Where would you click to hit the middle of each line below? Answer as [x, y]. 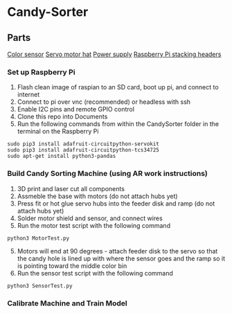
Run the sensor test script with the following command [95, 273]
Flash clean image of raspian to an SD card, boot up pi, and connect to [118, 87]
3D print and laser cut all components [71, 188]
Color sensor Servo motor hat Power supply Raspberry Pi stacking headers [114, 54]
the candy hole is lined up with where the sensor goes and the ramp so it [121, 258]
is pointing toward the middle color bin [72, 266]
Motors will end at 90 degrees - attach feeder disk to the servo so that [117, 251]
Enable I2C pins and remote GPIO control [76, 109]
